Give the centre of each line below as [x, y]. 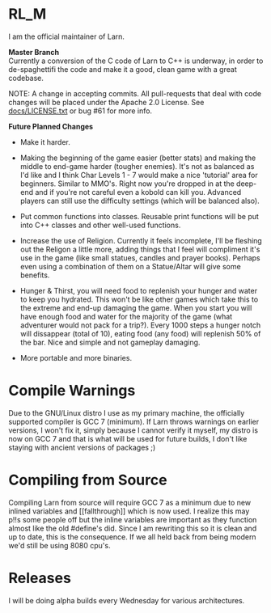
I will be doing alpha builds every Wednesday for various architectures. [127, 600]
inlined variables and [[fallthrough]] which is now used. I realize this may [129, 511]
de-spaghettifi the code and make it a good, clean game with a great [123, 69]
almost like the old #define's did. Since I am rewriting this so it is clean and [133, 528]
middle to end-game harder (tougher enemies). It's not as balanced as [137, 166]
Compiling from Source [88, 480]
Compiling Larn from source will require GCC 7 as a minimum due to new [130, 502]
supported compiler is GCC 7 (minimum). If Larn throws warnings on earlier [134, 421]
